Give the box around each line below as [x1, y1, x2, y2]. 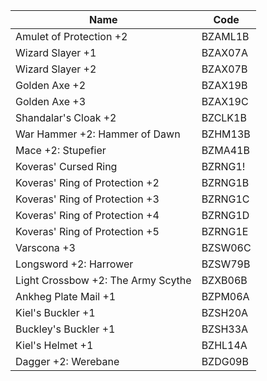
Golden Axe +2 [15, 79, 87, 92]
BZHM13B [201, 127, 251, 141]
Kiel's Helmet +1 [15, 339, 94, 352]
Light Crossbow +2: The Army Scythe [15, 274, 192, 287]
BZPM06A [201, 290, 250, 303]
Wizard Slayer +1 [15, 46, 97, 59]
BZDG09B [201, 355, 249, 368]
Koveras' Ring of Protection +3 [15, 192, 160, 206]
